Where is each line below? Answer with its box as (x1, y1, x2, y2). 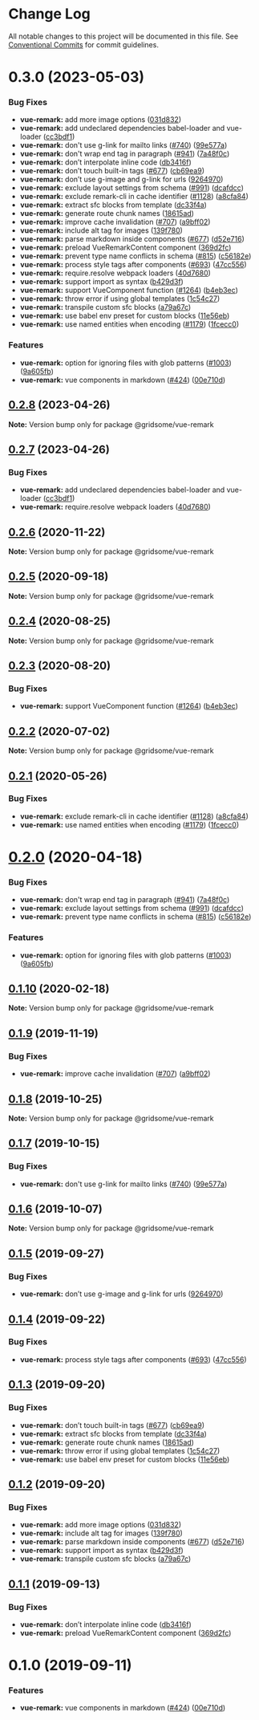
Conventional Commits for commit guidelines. (8, 39, 159, 49)
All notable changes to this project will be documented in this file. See (8, 31, 239, 41)
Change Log (8, 5, 91, 23)
